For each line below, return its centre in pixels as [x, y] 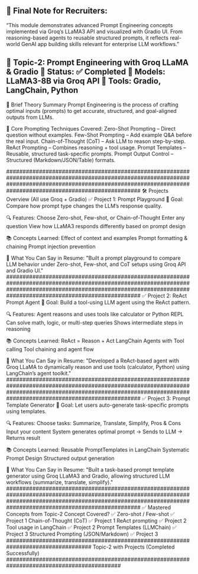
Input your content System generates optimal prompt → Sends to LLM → [95, 432]
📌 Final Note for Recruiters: [57, 11]
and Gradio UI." [25, 270]
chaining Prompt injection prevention [51, 247]
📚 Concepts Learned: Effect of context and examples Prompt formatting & [97, 238]
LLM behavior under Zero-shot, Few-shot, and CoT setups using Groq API [96, 264]
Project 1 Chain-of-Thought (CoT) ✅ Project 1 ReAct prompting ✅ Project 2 [97, 520]
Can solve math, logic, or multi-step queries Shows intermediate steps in [95, 322]
